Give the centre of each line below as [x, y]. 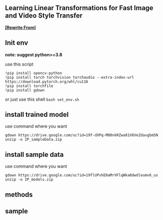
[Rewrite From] [20, 27]
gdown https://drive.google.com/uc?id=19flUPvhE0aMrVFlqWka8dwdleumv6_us [82, 176]
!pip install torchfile [29, 86]
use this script [19, 64]
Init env [17, 43]
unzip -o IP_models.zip [29, 180]
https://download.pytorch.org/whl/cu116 [47, 82]
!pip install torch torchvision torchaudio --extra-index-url [70, 77]
